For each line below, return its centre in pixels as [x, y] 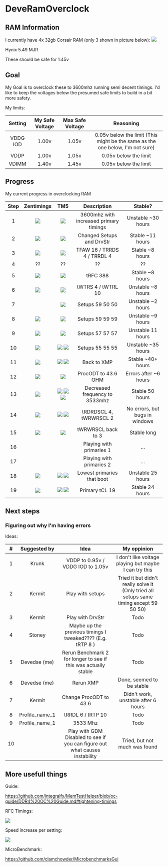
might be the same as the [126, 141]
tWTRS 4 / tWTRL [97, 287]
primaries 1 [97, 450]
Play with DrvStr [85, 617]
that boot [97, 479]
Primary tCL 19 [98, 490]
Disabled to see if [85, 737]
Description [97, 206]
